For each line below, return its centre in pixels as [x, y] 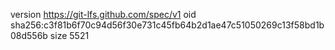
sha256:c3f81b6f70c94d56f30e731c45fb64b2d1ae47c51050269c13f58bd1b [167, 25]
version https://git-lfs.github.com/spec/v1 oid [103, 14]
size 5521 [69, 35]
